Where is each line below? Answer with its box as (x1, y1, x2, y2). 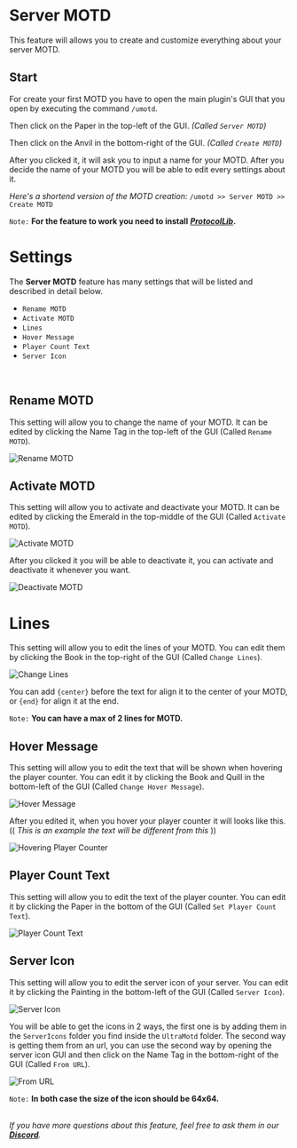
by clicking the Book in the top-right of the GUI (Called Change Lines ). (9, 652, 263, 663)
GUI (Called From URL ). (9, 1058, 90, 1069)
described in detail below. (9, 285, 104, 296)
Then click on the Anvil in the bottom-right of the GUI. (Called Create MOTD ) (9, 137, 282, 147)
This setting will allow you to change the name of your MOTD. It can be (9, 417, 269, 427)
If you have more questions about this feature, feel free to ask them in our (9, 1120, 279, 1130)
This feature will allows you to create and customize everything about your (9, 35, 282, 45)
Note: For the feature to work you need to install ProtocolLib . (9, 215, 237, 227)
